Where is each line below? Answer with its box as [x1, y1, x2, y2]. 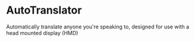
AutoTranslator [6, 4, 82, 17]
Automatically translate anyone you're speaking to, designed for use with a [6, 23, 190, 30]
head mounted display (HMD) [6, 29, 78, 36]
